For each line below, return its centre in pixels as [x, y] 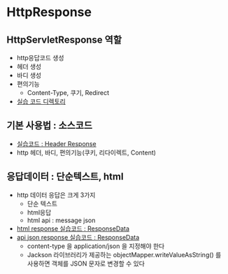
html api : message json [61, 220]
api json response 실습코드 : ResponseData [78, 237]
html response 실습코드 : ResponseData [73, 229]
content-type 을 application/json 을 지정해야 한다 [96, 246]
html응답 [39, 212]
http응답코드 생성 [40, 58]
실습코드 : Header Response [56, 143]
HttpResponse [49, 12]
